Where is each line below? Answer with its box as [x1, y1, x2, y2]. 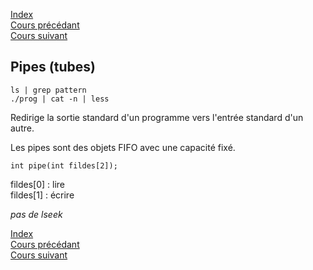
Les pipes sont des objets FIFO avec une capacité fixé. [10, 141, 236, 153]
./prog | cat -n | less [10, 94, 110, 104]
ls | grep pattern [10, 85, 87, 95]
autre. [10, 122, 35, 134]
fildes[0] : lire [10, 178, 66, 190]
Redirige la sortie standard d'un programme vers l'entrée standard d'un [10, 111, 304, 123]
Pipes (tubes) [10, 59, 96, 76]
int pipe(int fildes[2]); [10, 160, 118, 171]
